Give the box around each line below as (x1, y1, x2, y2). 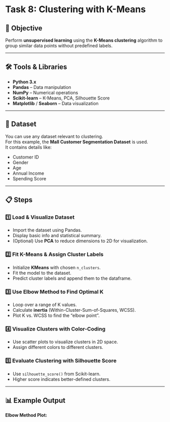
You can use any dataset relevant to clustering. (5, 133, 103, 139)
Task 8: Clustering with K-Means (5, 4, 146, 15)
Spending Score (12, 175, 47, 181)
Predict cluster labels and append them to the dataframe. (12, 275, 132, 281)
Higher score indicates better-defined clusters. (12, 376, 110, 382)
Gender (12, 159, 29, 166)
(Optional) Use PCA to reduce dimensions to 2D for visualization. (12, 238, 148, 244)
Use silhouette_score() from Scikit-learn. (12, 371, 101, 377)
